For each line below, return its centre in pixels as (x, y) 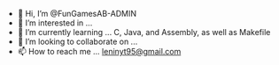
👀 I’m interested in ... (55, 23)
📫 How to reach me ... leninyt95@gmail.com (99, 51)
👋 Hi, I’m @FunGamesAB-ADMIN (77, 14)
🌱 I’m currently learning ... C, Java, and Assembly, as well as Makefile (144, 32)
